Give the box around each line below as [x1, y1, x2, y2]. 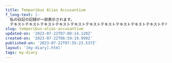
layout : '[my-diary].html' [5, 45, 63, 50]
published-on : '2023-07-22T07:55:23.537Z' [5, 41, 97, 46]
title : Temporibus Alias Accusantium [5, 7, 86, 13]
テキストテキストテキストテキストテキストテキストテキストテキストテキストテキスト [10, 21, 161, 27]
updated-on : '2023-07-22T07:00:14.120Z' [5, 31, 93, 36]
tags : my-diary [5, 50, 38, 55]
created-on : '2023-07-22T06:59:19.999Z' [5, 36, 93, 41]
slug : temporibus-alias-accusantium [5, 26, 83, 31]
